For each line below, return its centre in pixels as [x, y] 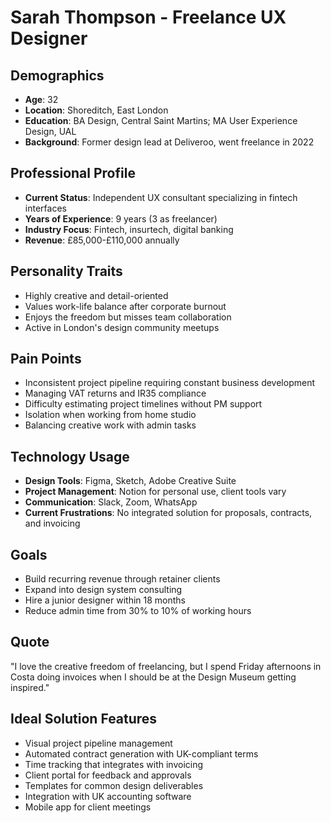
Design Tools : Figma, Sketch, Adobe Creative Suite [130, 481]
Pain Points [46, 359]
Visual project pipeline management [98, 743]
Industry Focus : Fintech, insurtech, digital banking [129, 229]
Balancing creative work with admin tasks [110, 425]
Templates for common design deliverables [114, 785]
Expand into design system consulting [103, 590]
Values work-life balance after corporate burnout [125, 306]
